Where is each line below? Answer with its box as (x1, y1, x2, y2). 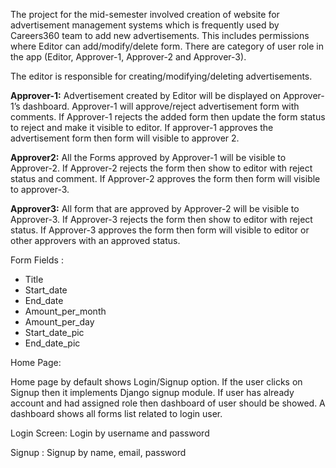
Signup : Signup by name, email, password (10, 447, 187, 458)
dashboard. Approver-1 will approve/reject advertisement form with (22, 100, 300, 112)
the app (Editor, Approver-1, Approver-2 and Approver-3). (10, 51, 247, 63)
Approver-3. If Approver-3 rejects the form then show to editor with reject (10, 214, 313, 225)
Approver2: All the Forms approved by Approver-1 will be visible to (10, 152, 287, 163)
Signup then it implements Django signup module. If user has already (10, 387, 295, 398)
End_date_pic (24, 337, 81, 349)
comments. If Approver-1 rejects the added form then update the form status (10, 111, 326, 123)
